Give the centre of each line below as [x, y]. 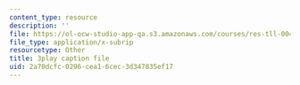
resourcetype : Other [48, 50]
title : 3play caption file [59, 58]
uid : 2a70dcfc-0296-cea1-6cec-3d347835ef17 [92, 67]
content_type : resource [54, 17]
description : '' [39, 26]
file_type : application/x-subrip [71, 42]
